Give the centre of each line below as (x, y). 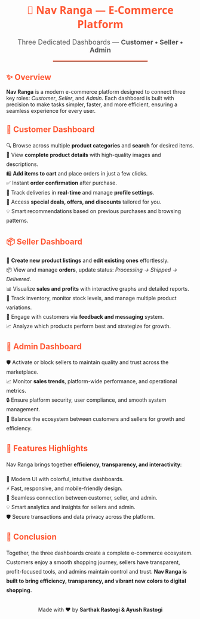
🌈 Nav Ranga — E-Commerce (100, 10)
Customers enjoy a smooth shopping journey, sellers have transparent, (93, 562)
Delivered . (19, 279)
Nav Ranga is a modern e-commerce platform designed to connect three (96, 91)
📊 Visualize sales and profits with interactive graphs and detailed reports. (98, 288)
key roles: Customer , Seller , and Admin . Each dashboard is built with (90, 98)
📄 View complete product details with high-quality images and (84, 155)
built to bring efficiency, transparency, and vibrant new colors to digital (96, 581)
